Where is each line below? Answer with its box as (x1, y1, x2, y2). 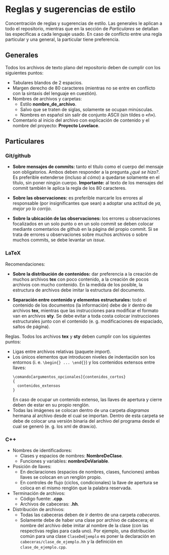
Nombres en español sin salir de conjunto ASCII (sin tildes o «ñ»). (20, 112, 156, 118)
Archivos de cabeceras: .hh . (20, 501, 79, 507)
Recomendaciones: (5, 261, 45, 267)
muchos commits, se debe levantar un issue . (12, 237, 106, 243)
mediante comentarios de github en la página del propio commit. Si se (12, 226, 158, 232)
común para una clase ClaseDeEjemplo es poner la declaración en (20, 533, 156, 539)
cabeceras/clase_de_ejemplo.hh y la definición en (20, 539, 123, 545)
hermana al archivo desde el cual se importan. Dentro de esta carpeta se (12, 413, 164, 419)
